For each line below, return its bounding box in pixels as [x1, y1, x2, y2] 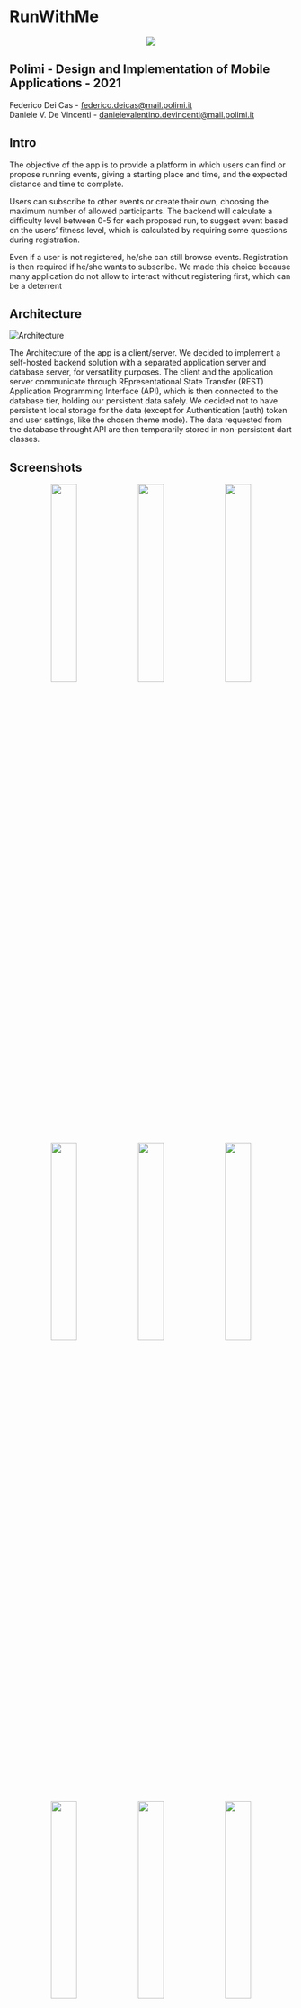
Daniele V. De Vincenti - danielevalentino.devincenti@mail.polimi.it [9, 109, 254, 120]
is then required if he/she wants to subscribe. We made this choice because [9, 261, 291, 272]
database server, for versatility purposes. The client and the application [9, 366, 274, 377]
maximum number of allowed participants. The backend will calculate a [9, 205, 273, 216]
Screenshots [9, 459, 83, 475]
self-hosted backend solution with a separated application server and [9, 357, 267, 368]
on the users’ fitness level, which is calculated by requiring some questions [9, 224, 288, 235]
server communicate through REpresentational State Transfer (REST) [9, 376, 264, 387]
